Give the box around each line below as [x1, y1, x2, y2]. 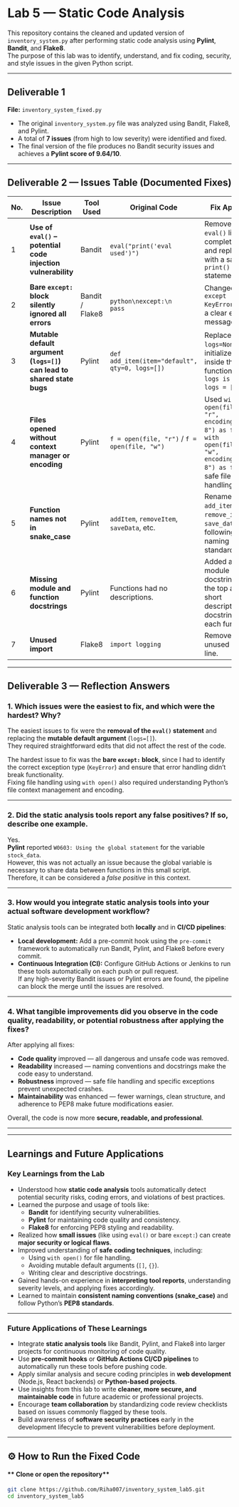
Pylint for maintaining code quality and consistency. [28, 1215, 181, 1224]
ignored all [29, 309, 67, 319]
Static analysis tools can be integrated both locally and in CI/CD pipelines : [7, 922, 226, 931]
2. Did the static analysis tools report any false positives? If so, [7, 811, 228, 821]
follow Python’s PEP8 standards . [17, 1299, 115, 1307]
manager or [29, 451, 70, 461]
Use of [29, 222, 53, 232]
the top [204, 583, 228, 593]
